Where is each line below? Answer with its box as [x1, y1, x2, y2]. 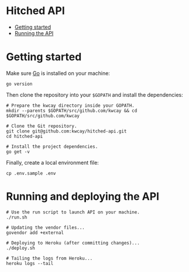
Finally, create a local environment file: [6, 159, 99, 166]
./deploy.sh [6, 245, 35, 251]
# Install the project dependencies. [6, 144, 98, 149]
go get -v [6, 148, 30, 155]
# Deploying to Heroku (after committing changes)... [6, 240, 140, 246]
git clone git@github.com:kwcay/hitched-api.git [6, 128, 127, 134]
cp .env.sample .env [6, 170, 57, 176]
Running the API [14, 29, 54, 36]
